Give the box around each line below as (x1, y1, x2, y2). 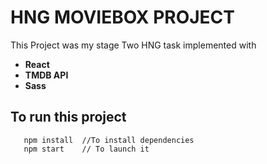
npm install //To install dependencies (23, 135, 195, 145)
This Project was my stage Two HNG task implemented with (10, 39, 257, 51)
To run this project (10, 109, 127, 126)
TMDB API (24, 69, 69, 81)
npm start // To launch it (23, 144, 150, 154)
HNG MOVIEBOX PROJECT (10, 6, 236, 29)
